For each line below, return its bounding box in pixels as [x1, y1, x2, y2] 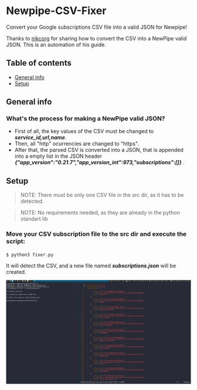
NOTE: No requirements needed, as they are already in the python [20, 209, 181, 216]
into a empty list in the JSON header [14, 152, 103, 160]
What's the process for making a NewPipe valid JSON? [6, 114, 165, 123]
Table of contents [6, 58, 72, 68]
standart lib [20, 215, 48, 222]
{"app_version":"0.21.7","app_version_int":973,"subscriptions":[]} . [14, 159, 185, 166]
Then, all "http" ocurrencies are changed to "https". [14, 140, 140, 147]
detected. [20, 198, 44, 205]
